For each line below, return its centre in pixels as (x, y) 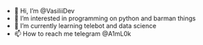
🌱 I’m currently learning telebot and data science (85, 26)
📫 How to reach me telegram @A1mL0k (72, 34)
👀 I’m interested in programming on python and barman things (105, 18)
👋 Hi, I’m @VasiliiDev (44, 11)
